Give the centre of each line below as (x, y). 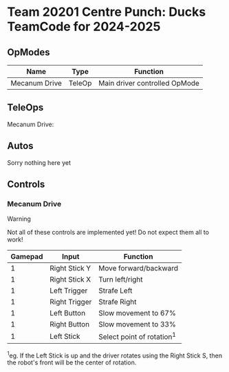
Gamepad (27, 257)
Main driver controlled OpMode (149, 83)
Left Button (68, 313)
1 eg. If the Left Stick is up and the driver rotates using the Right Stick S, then (115, 355)
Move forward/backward (139, 268)
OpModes (29, 52)
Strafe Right (118, 302)
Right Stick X (70, 280)
